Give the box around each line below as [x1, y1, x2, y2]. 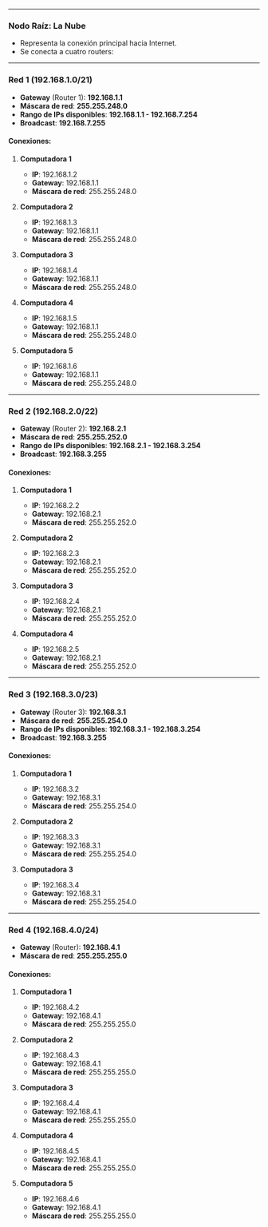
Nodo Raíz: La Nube [8, 20, 86, 31]
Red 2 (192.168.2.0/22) [8, 405, 98, 416]
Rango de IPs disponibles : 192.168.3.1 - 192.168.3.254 [19, 724, 201, 733]
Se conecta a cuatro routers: [19, 47, 114, 57]
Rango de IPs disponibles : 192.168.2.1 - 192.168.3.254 [19, 441, 201, 451]
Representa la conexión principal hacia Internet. [19, 38, 177, 48]
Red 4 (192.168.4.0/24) [8, 924, 100, 935]
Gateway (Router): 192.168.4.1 [19, 943, 120, 952]
